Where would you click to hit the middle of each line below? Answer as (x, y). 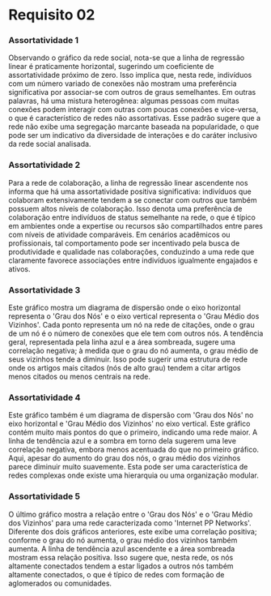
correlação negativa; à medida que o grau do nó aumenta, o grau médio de (133, 351)
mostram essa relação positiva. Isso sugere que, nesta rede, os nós (121, 557)
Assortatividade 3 (44, 289)
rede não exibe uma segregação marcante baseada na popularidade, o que (134, 126)
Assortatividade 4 (44, 397)
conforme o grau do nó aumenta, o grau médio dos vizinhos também (123, 540)
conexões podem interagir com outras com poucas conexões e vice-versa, (133, 109)
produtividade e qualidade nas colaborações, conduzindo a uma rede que (131, 251)
